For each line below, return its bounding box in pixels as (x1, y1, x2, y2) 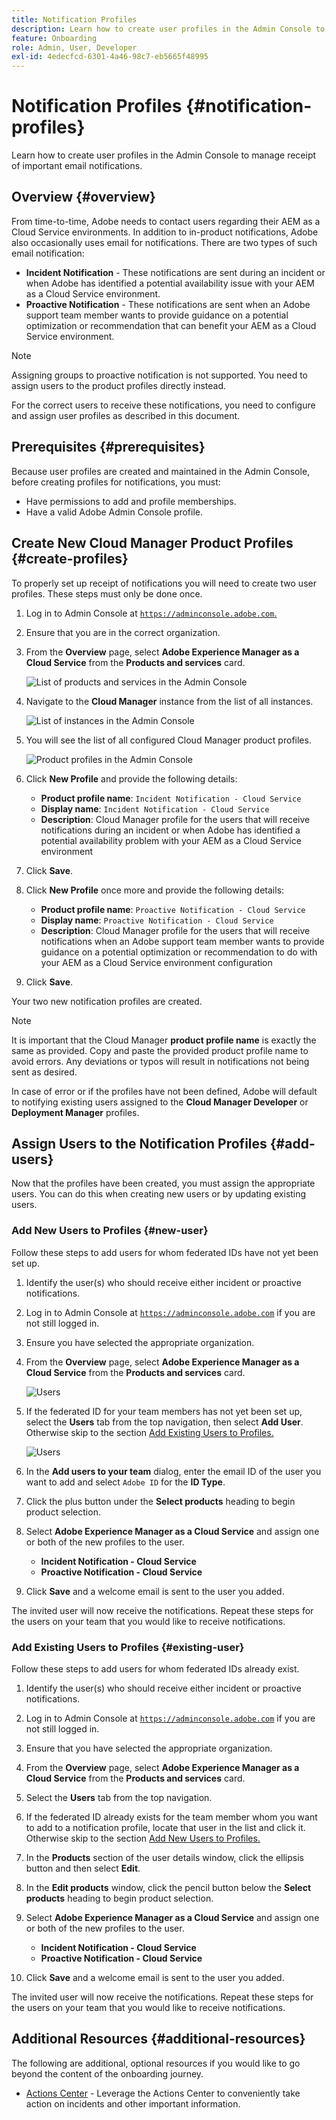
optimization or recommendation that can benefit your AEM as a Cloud (25, 319, 317, 331)
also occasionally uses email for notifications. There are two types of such (11, 236, 318, 248)
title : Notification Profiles (11, 14, 138, 25)
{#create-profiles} (11, 551, 129, 568)
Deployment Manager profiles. (11, 1106, 140, 1118)
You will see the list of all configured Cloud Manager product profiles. (25, 734, 312, 746)
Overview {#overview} (11, 189, 156, 206)
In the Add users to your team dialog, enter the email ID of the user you (25, 1465, 322, 1477)
